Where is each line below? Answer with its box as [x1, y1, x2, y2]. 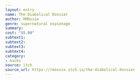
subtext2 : [5, 40, 26, 45]
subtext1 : [5, 35, 26, 40]
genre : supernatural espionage [5, 21, 70, 26]
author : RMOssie [5, 16, 39, 21]
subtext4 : [5, 49, 26, 54]
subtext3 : [5, 44, 26, 49]
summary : [5, 26, 23, 31]
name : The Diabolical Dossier [5, 12, 68, 17]
